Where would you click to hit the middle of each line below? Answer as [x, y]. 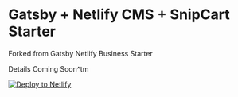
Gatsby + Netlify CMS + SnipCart [119, 15]
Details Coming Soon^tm [49, 68]
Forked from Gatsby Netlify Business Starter [80, 53]
